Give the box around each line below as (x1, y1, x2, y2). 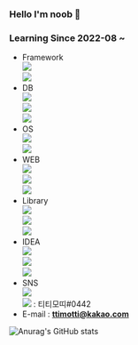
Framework (21, 52, 64, 63)
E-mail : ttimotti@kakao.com (21, 309, 130, 319)
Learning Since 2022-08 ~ (9, 31, 126, 44)
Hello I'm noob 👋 (9, 8, 81, 20)
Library (21, 196, 49, 206)
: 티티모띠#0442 (33, 299, 91, 309)
